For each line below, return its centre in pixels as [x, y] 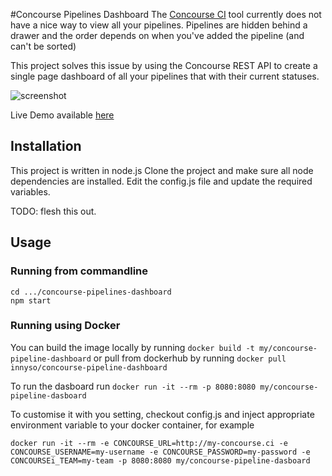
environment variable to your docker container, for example [132, 425]
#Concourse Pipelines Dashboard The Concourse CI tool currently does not [166, 14]
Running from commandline [79, 271]
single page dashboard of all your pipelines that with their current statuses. [165, 76]
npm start [31, 300]
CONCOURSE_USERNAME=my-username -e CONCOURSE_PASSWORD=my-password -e [160, 452]
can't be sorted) [43, 46]
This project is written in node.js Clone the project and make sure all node [162, 170]
